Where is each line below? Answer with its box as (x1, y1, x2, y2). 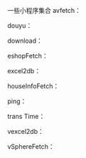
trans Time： (7, 112, 45, 120)
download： (7, 36, 43, 45)
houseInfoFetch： (7, 82, 60, 90)
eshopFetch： (7, 52, 48, 60)
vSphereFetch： (7, 142, 55, 151)
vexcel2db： (7, 127, 45, 135)
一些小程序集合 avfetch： (7, 6, 82, 14)
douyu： (7, 21, 33, 30)
